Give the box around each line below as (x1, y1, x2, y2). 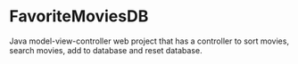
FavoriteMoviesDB (9, 6, 149, 27)
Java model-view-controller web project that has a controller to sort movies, (9, 36, 290, 46)
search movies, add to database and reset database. (9, 44, 203, 55)
